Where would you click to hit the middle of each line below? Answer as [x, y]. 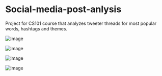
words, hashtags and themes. [36, 28]
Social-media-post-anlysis [63, 9]
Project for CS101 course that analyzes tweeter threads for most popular [81, 23]
